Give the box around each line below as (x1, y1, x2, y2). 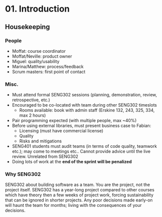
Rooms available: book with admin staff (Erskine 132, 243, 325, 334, (19, 108, 155, 113)
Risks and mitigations (19, 138, 62, 144)
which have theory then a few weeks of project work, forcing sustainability (5, 192, 154, 198)
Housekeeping (5, 23, 50, 31)
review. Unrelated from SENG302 (12, 154, 78, 159)
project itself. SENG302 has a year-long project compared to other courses (5, 187, 155, 193)
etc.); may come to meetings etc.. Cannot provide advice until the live (12, 149, 151, 155)
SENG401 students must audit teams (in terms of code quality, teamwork (12, 143, 157, 149)
